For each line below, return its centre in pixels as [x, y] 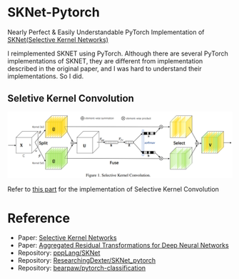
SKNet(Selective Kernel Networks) [58, 39]
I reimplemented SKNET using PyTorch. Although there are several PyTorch [118, 53]
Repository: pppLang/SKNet [59, 253]
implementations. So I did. [46, 76]
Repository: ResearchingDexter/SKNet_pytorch [87, 260]
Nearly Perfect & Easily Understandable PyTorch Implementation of [106, 32]
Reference [39, 218]
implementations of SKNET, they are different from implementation [105, 60]
